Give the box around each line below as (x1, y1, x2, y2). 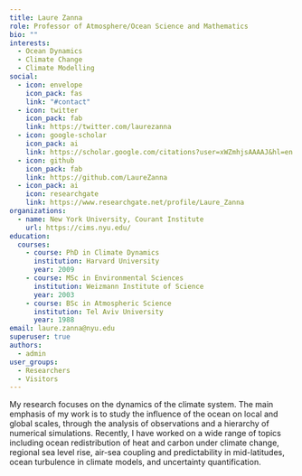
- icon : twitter (17, 106, 79, 115)
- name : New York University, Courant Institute (17, 214, 204, 224)
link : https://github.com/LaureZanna (25, 173, 168, 182)
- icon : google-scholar (17, 131, 107, 140)
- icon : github (17, 155, 75, 165)
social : (9, 72, 39, 81)
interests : (9, 38, 51, 48)
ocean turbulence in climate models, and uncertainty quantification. (9, 457, 261, 468)
